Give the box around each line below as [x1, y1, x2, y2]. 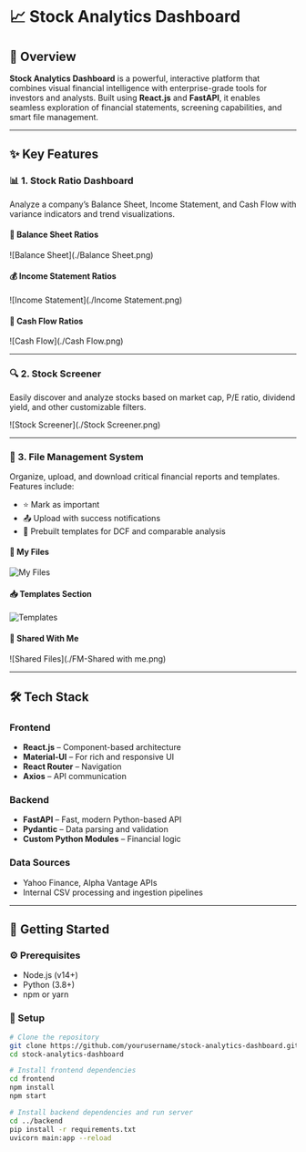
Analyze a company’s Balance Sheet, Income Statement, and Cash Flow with [9, 199, 297, 210]
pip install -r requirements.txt [9, 1125, 137, 1134]
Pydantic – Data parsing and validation [22, 824, 168, 835]
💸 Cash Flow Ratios [9, 315, 84, 326]
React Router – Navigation [22, 761, 122, 772]
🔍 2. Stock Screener [9, 367, 102, 380]
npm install [9, 1083, 55, 1093]
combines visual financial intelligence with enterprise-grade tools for [9, 83, 267, 93]
